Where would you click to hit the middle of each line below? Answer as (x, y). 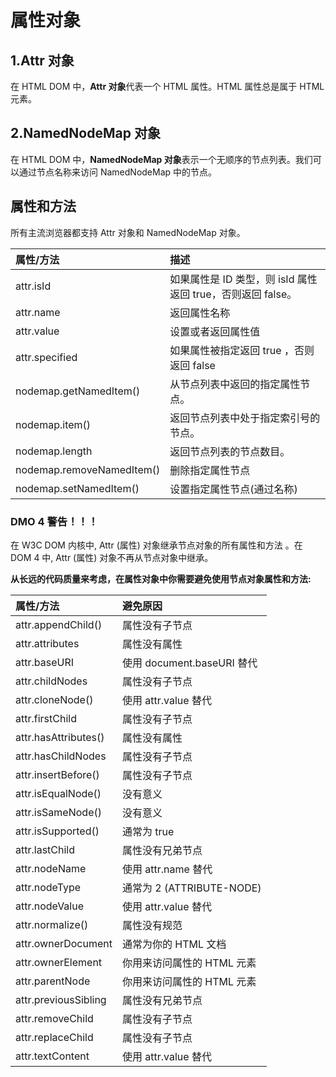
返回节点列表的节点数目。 (230, 451)
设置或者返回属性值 (215, 331)
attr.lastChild (45, 849)
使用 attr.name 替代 (167, 869)
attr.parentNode (53, 981)
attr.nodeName (51, 868)
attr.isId (33, 286)
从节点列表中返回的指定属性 (235, 384)
